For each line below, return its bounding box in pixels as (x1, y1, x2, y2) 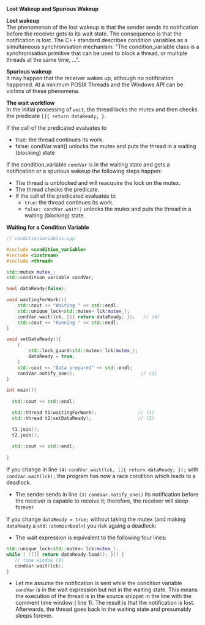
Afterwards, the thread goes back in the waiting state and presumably (15, 605, 192, 613)
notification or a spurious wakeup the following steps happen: (6, 168, 162, 174)
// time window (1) (14, 557, 64, 563)
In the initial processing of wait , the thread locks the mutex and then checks (6, 106, 198, 113)
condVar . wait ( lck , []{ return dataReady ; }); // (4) (17, 313, 160, 320)
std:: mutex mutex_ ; (6, 269, 56, 275)
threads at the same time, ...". (6, 56, 80, 63)
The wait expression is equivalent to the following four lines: (15, 534, 167, 541)
